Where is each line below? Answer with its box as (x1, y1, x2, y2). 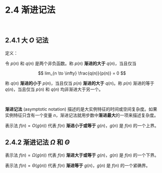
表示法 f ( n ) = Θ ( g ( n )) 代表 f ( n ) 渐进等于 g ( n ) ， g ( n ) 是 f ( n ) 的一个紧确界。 (5, 162, 150, 168)
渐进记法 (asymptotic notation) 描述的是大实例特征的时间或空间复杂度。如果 (5, 106, 158, 112)
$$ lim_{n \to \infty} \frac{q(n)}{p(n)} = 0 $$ (38, 70, 126, 76)
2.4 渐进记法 (5, 4, 56, 16)
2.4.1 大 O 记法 (5, 36, 49, 44)
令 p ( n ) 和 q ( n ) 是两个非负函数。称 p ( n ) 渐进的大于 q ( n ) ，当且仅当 (5, 60, 137, 66)
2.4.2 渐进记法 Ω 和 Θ (5, 138, 70, 147)
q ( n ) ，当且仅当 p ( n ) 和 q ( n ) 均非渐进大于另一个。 (5, 86, 103, 92)
